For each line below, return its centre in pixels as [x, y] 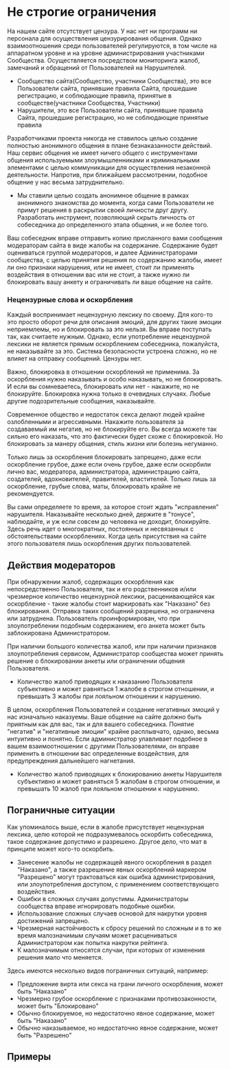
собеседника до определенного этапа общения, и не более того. [113, 224]
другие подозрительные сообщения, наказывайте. [81, 401]
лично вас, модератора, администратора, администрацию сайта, [104, 472]
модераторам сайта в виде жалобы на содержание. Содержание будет [113, 245]
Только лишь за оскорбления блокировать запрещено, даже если [104, 457]
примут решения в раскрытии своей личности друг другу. [103, 210]
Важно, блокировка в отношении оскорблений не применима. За [103, 372]
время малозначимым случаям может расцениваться [97, 935]
